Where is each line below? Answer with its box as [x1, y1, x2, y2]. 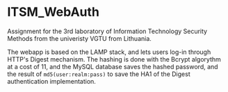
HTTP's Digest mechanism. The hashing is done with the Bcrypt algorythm [7, 55, 221, 63]
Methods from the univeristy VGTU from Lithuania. [7, 34, 152, 42]
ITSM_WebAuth [7, 4, 99, 20]
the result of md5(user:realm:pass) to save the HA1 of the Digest [7, 70, 190, 78]
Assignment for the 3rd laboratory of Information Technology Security [7, 27, 207, 35]
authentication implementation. [7, 77, 96, 85]
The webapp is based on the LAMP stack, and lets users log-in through [7, 48, 211, 56]
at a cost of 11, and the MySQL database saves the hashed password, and [7, 62, 218, 71]
